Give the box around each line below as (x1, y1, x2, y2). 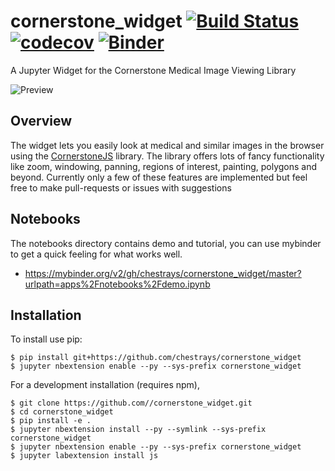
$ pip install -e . (10, 416, 92, 426)
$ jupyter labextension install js (10, 451, 159, 461)
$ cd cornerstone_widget (10, 407, 114, 417)
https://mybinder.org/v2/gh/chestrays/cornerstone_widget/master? (24, 267, 302, 279)
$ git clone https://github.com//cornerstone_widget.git (10, 398, 253, 409)
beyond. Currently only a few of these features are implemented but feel (10, 171, 308, 183)
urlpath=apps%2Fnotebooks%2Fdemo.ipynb (24, 278, 211, 290)
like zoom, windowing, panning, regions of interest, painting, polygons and (10, 160, 318, 172)
